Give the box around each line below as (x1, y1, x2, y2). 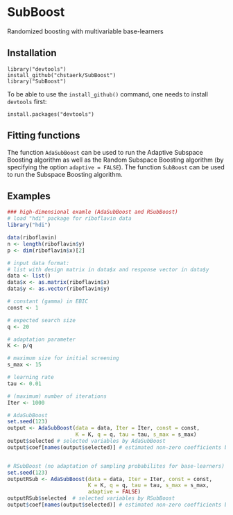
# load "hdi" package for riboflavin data (7, 215, 132, 222)
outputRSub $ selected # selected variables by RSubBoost (7, 495, 175, 502)
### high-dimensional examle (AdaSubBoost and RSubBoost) (7, 209, 178, 216)
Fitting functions (7, 130, 81, 142)
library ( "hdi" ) (7, 221, 51, 229)
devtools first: (7, 97, 47, 105)
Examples (7, 190, 51, 202)
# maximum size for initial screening (7, 355, 119, 362)
